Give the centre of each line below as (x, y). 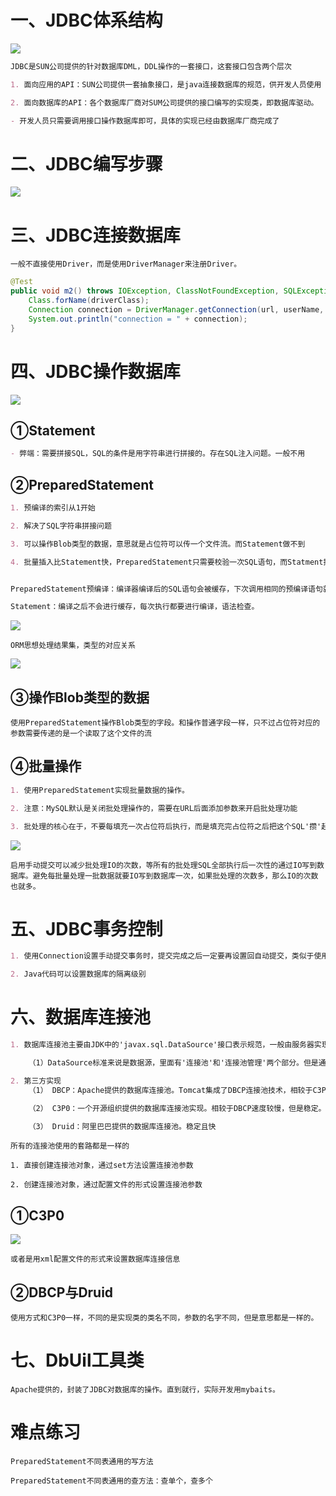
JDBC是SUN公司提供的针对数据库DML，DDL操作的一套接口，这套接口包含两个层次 (151, 66)
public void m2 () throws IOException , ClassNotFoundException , (145, 291)
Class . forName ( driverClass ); (89, 301)
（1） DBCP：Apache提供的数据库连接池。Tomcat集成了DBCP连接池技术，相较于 (170, 1090)
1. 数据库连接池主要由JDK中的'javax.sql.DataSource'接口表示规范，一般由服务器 (162, 1045)
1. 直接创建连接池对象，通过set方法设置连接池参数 (102, 1166)
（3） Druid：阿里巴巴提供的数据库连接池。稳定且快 (122, 1126)
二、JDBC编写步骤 (86, 163)
